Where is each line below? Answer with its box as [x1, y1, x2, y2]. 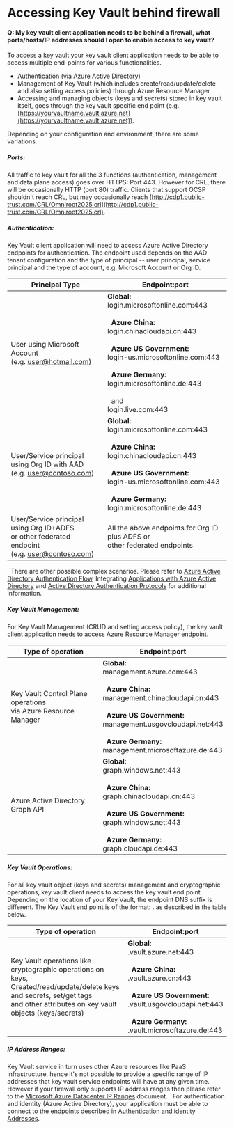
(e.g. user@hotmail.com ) [10, 357, 92, 367]
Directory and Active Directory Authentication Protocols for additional [7, 582, 207, 590]
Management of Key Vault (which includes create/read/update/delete [17, 79, 216, 88]
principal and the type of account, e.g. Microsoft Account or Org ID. [7, 263, 201, 272]
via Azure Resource [10, 706, 75, 716]
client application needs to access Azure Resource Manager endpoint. [7, 630, 209, 638]
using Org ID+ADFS [10, 523, 75, 533]
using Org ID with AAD [10, 459, 84, 469]
